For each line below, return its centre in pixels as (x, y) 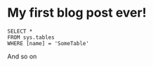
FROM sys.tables (31, 37)
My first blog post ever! (77, 13)
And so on (22, 56)
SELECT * (20, 31)
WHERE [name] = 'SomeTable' (48, 43)
